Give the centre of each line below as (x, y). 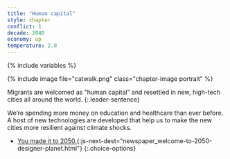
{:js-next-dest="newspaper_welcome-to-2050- (144, 141)
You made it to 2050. (47, 141)
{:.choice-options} (110, 148)
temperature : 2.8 (32, 46)
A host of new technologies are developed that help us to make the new (110, 120)
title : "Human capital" (42, 13)
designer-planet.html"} (50, 148)
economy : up (24, 39)
